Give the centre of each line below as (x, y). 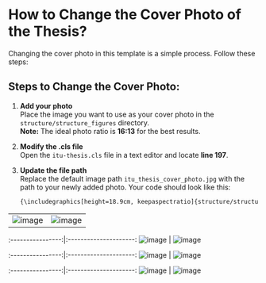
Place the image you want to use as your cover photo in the (117, 114)
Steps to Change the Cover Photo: (94, 87)
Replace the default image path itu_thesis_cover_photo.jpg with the (132, 178)
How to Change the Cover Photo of (125, 15)
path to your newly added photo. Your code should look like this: (125, 187)
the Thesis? (48, 31)
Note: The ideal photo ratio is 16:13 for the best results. (110, 131)
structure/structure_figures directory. (84, 122)
